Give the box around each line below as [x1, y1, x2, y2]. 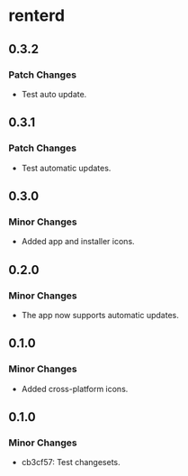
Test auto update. [21, 88, 87, 99]
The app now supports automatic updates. [21, 309, 179, 320]
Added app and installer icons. [21, 236, 136, 247]
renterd [8, 5, 65, 26]
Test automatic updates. [21, 162, 112, 173]
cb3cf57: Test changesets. [21, 457, 121, 468]
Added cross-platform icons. [21, 383, 129, 394]
